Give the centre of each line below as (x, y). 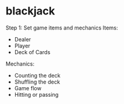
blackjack (30, 11)
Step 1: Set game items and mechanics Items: (62, 28)
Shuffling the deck (37, 82)
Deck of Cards (32, 52)
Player (22, 46)
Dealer (23, 39)
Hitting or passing (36, 94)
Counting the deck (37, 75)
